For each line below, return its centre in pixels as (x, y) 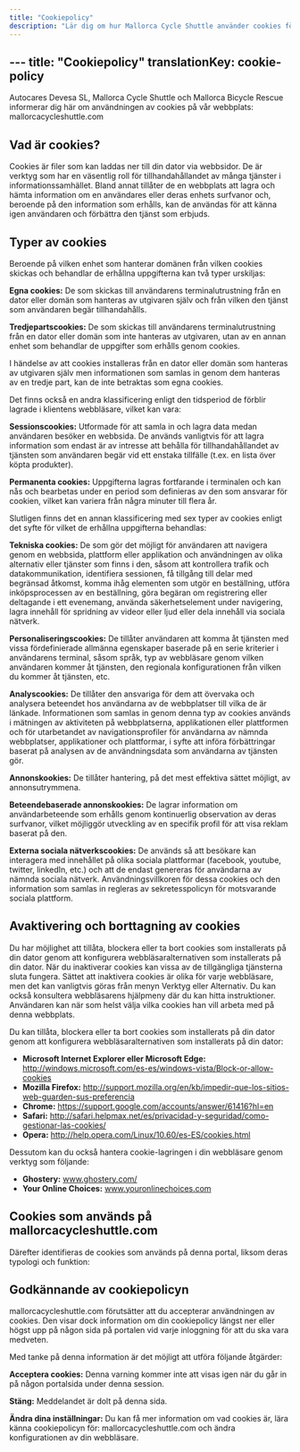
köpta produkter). (42, 464)
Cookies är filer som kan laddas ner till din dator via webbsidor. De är (136, 167)
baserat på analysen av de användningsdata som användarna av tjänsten (144, 751)
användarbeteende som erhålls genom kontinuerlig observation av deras (143, 814)
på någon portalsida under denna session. (87, 1384)
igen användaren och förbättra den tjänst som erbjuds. (110, 214)
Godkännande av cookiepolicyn (99, 1290)
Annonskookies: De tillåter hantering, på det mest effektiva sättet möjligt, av (150, 777)
